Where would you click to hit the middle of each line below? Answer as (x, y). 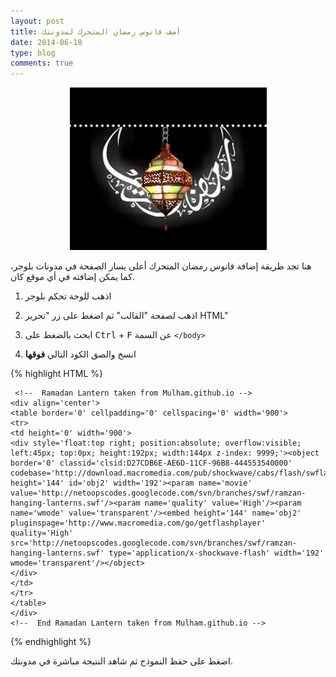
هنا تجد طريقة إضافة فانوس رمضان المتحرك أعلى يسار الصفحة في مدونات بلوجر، (161, 266)
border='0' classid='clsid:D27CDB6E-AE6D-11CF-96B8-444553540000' (151, 463)
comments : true (42, 63)
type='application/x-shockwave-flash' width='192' (216, 553)
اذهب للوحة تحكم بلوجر (68, 296)
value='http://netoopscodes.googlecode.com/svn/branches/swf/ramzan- (158, 493)
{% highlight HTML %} (57, 374)
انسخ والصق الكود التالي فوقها (80, 354)
